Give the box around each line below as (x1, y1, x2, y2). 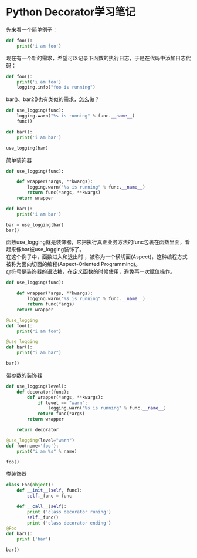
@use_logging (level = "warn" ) (6, 437, 75, 443)
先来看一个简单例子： (6, 26, 57, 33)
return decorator (16, 427, 59, 433)
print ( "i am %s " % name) (16, 448, 77, 454)
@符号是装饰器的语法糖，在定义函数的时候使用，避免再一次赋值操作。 (6, 268, 176, 275)
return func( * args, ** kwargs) (27, 190, 101, 196)
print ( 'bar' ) (16, 536, 51, 542)
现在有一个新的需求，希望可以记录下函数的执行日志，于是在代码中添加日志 (6, 54, 186, 62)
